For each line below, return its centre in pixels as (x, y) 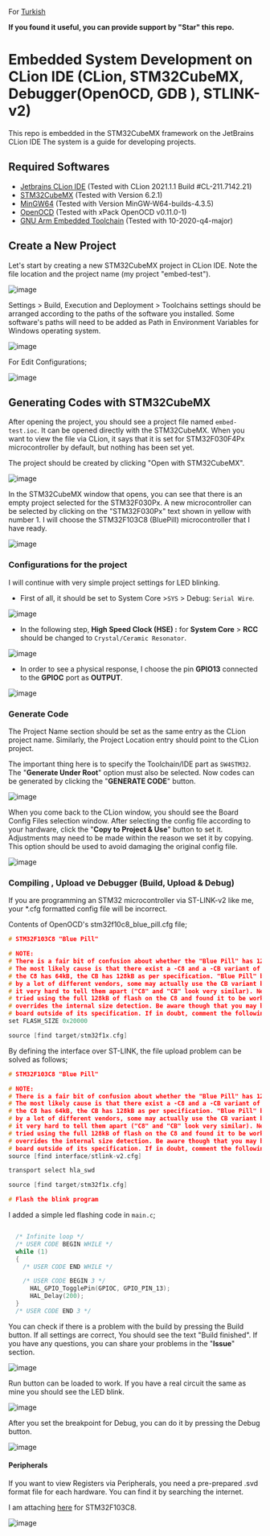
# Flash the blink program (53, 1200)
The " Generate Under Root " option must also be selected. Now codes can (131, 772)
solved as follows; (38, 1059)
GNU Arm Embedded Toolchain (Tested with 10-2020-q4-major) (126, 220)
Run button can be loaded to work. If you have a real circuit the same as (127, 1383)
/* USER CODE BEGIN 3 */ (64, 1281)
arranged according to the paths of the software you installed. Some (121, 314)
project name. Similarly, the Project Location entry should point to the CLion (133, 740)
